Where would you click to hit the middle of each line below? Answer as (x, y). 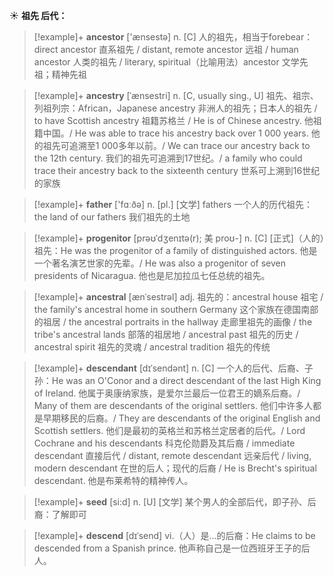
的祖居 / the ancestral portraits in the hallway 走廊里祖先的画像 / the (173, 322)
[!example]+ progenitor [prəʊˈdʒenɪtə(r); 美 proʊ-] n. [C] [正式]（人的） (179, 238)
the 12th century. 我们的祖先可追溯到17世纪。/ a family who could (168, 158)
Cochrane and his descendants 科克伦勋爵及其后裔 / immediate (164, 443)
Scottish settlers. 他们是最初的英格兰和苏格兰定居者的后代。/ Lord (169, 430)
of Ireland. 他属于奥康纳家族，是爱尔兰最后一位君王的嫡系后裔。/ (167, 393)
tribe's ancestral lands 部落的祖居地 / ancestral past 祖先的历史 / (166, 334)
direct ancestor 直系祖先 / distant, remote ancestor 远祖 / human (166, 49)
